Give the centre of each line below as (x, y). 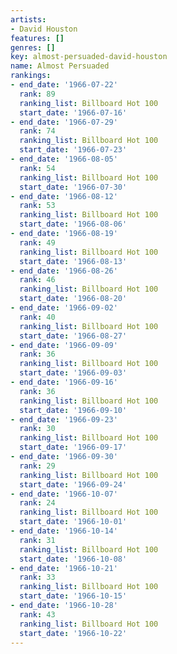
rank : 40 (37, 317)
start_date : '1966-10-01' (73, 522)
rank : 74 (37, 131)
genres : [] (33, 47)
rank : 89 (37, 94)
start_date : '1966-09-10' (73, 410)
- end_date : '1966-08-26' (64, 271)
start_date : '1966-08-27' (73, 336)
